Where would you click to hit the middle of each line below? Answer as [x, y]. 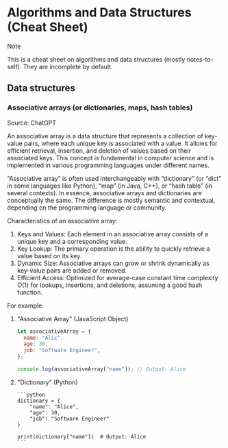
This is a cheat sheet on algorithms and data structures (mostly [96, 59]
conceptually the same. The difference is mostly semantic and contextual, [111, 200]
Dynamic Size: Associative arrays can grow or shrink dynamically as [113, 263]
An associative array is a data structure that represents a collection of [105, 136]
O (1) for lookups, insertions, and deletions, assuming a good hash [110, 285]
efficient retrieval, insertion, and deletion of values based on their [99, 150]
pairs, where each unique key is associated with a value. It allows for [121, 143]
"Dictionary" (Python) [47, 382]
